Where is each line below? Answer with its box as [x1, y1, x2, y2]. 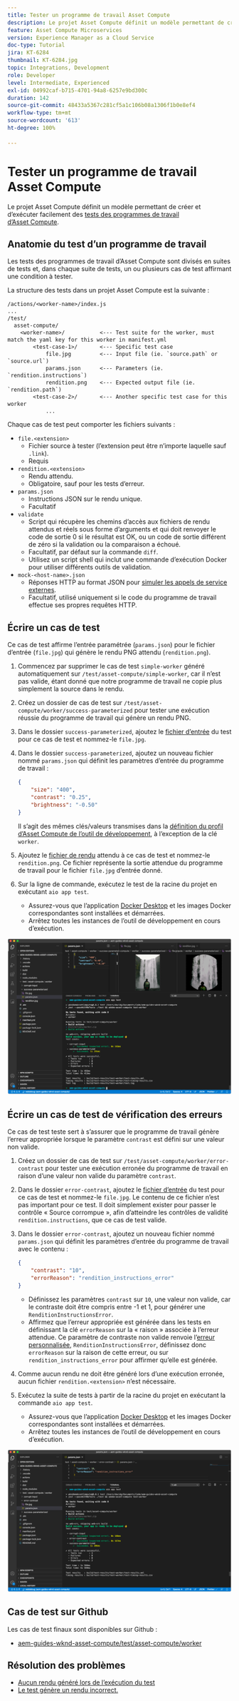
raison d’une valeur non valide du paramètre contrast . [17, 1172, 176, 1180]
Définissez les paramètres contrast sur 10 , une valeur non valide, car [28, 1295, 231, 1304]
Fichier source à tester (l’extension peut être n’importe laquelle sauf [28, 442, 226, 450]
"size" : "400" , [31, 786, 76, 793]
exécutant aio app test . [17, 887, 89, 895]
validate [17, 511, 44, 519]
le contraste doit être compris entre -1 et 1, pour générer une [28, 1302, 206, 1311]
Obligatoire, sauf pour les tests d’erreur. [28, 479, 145, 488]
